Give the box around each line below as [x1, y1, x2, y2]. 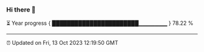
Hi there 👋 [6, 5, 36, 14]
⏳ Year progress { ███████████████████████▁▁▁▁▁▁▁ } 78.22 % [6, 19, 194, 27]
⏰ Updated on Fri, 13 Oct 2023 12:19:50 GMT [6, 39, 118, 47]
